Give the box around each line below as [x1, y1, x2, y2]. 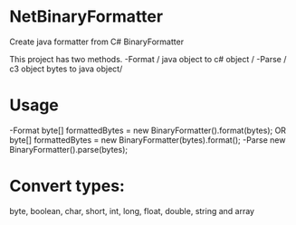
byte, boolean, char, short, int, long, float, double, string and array [9, 205, 255, 216]
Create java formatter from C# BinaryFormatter [9, 36, 184, 47]
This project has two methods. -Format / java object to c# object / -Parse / [9, 53, 287, 64]
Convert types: [9, 176, 125, 196]
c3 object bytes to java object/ [9, 63, 123, 74]
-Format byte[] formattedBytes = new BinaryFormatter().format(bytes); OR [9, 125, 287, 136]
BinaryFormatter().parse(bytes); [9, 144, 129, 155]
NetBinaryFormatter [9, 6, 164, 27]
